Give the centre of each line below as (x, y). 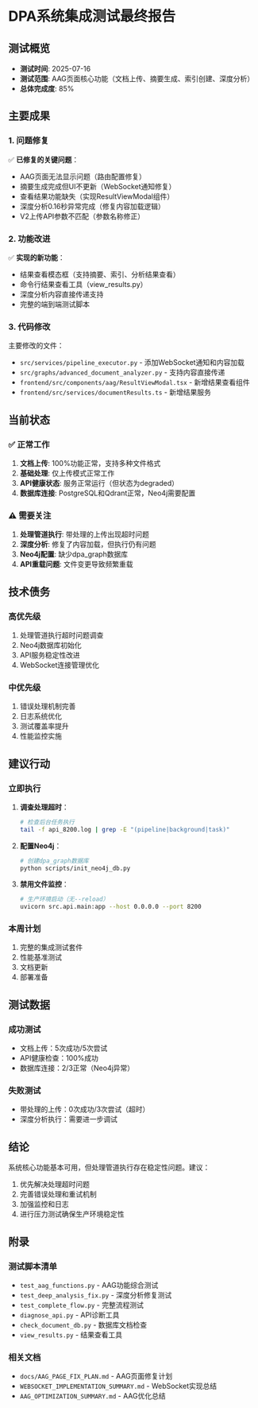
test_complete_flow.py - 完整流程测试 (82, 1305)
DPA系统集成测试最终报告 (92, 16)
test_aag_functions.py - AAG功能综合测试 (89, 1285)
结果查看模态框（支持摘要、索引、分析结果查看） (100, 274)
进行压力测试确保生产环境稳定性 (72, 1214)
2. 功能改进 (29, 239)
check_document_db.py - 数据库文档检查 (83, 1325)
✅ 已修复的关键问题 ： (44, 159)
